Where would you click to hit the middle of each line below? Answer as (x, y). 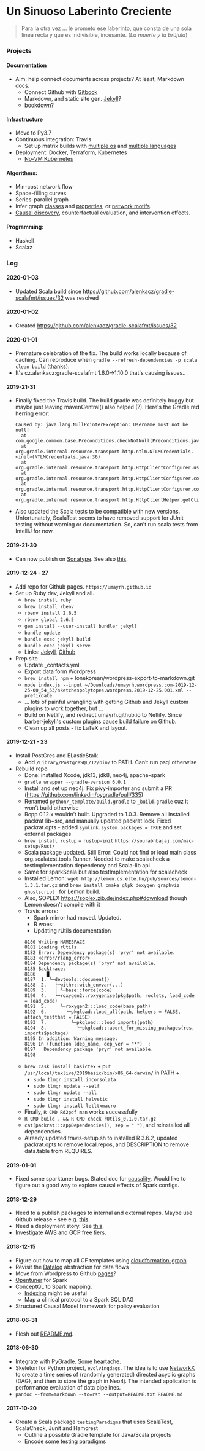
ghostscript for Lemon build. (62, 891)
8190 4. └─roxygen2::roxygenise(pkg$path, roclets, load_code (109, 996)
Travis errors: (41, 911)
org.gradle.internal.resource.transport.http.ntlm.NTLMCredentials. (104, 452)
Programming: (25, 227)
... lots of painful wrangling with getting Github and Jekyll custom (106, 702)
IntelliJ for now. (34, 531)
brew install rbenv (49, 606)
